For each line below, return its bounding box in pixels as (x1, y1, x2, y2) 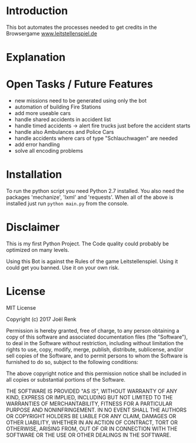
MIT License (6, 304, 36, 311)
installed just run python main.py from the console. (6, 200, 129, 207)
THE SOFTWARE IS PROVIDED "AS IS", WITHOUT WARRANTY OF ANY (6, 388, 178, 395)
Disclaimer (6, 221, 60, 234)
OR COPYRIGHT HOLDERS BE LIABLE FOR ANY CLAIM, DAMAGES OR (6, 412, 177, 419)
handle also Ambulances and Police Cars (14, 129, 114, 136)
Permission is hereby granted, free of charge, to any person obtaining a (6, 327, 180, 334)
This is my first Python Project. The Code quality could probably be (6, 240, 169, 247)
